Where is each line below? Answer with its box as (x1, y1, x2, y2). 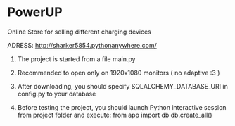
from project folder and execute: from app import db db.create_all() (17, 111, 212, 119)
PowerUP (7, 4, 63, 20)
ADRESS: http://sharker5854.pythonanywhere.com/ (7, 41, 157, 49)
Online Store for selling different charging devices (7, 27, 151, 36)
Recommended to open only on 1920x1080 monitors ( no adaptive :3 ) (17, 68, 220, 77)
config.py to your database (17, 89, 96, 98)
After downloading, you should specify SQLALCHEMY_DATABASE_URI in (17, 82, 229, 90)
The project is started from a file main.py (17, 54, 136, 63)
